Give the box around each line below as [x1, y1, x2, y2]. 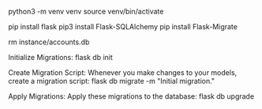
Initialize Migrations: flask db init [8, 53, 113, 62]
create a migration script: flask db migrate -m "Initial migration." [8, 77, 215, 85]
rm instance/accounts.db [8, 37, 90, 47]
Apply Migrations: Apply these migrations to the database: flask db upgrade [8, 92, 255, 101]
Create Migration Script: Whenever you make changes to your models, [8, 68, 238, 77]
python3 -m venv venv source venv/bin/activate [8, 7, 164, 16]
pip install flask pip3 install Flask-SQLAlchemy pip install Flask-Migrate [8, 22, 238, 31]
